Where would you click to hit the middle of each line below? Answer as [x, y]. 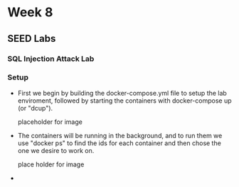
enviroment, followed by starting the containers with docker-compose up [125, 101]
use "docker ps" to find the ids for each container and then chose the [119, 143]
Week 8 [30, 12]
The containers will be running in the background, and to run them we [120, 135]
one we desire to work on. [56, 150]
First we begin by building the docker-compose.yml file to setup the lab [122, 93]
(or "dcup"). [35, 108]
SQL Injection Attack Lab [51, 59]
